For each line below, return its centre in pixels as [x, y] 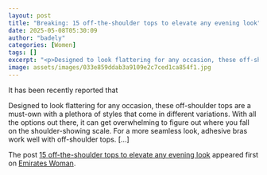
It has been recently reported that [63, 90]
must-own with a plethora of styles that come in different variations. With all [132, 114]
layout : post [30, 16]
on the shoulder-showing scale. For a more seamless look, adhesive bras [128, 130]
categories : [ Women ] [43, 45]
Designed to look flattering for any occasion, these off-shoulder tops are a [130, 105]
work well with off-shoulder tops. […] [69, 139]
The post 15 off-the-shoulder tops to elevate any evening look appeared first [133, 154]
